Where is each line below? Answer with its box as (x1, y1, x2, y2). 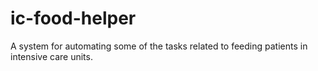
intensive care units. (10, 50, 93, 62)
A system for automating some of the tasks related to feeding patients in (10, 40, 308, 52)
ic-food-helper (10, 7, 137, 30)
